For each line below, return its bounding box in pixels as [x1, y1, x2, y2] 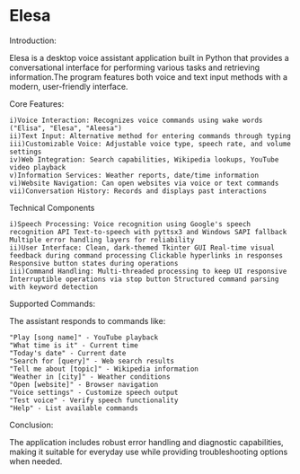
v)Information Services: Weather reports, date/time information [9, 171, 259, 180]
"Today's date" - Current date [9, 348, 127, 357]
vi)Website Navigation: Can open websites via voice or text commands [9, 179, 279, 188]
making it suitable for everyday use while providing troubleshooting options [9, 446, 288, 457]
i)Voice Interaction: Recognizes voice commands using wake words [9, 116, 263, 125]
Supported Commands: [9, 298, 96, 309]
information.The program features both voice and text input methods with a [9, 71, 288, 82]
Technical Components [9, 202, 95, 213]
